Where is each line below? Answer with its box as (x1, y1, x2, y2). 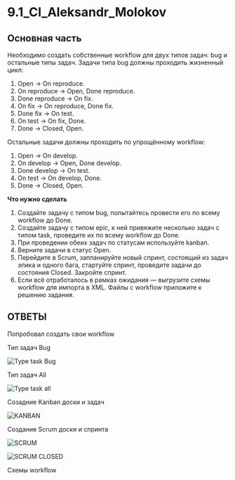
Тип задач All (7, 370, 47, 379)
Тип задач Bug (7, 343, 51, 351)
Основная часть (7, 32, 82, 44)
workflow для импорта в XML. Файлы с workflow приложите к (17, 283, 202, 292)
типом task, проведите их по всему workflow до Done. (17, 231, 180, 239)
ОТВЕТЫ (7, 311, 47, 323)
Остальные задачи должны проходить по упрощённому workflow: (7, 138, 206, 146)
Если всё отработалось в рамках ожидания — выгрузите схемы (17, 275, 210, 284)
